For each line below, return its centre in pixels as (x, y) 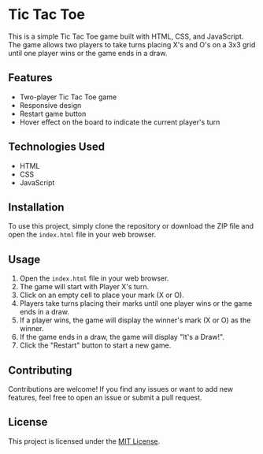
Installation (36, 207)
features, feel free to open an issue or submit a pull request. (105, 397)
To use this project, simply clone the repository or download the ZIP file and (131, 226)
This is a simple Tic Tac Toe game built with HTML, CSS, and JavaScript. (126, 36)
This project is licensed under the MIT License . (84, 441)
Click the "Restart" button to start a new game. (95, 345)
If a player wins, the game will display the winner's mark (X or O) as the (135, 320)
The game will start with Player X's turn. (84, 287)
